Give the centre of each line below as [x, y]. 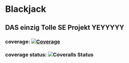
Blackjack [26, 9]
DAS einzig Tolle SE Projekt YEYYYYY [65, 28]
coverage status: [26, 55]
